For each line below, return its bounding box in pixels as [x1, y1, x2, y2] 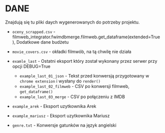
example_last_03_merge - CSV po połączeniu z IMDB [19, 94, 125, 100]
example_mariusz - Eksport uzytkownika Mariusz [12, 112, 110, 118]
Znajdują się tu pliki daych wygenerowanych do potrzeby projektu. [5, 19, 140, 25]
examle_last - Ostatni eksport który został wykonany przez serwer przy [12, 58, 158, 64]
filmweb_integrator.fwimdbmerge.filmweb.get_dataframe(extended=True [12, 34, 161, 40]
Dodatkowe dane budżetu [16, 39, 69, 45]
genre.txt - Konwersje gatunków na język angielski [12, 122, 117, 128]
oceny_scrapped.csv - [12, 28, 56, 34]
